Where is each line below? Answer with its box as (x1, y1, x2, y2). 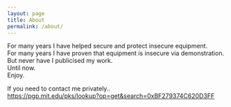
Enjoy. (7, 71, 25, 79)
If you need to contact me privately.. (7, 84, 111, 93)
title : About (7, 17, 45, 23)
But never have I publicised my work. (7, 57, 113, 65)
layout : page (7, 10, 45, 17)
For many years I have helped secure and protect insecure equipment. (7, 42, 208, 50)
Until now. (7, 64, 36, 72)
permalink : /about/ (7, 23, 64, 30)
